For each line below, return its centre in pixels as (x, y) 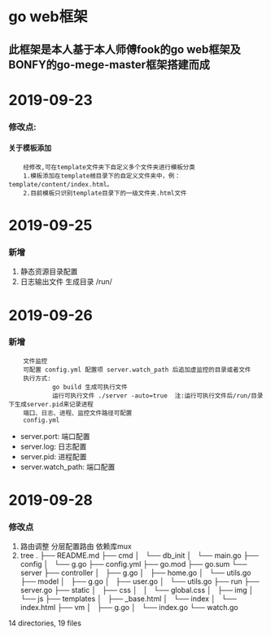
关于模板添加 (30, 148)
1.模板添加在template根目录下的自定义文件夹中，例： (102, 176)
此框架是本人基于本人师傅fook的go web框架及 (125, 49)
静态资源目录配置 (49, 272)
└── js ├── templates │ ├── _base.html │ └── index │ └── (129, 599)
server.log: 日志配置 (53, 446)
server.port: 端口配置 (55, 436)
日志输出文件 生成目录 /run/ (66, 282)
